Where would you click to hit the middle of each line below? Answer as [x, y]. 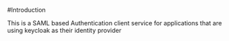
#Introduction [27, 10]
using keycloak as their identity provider [64, 30]
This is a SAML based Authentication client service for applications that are [114, 23]
